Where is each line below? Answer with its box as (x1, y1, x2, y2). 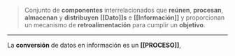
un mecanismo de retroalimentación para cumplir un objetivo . (24, 21, 206, 29)
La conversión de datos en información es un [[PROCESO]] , (7, 41, 182, 49)
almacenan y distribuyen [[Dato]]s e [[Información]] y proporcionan (24, 13, 225, 22)
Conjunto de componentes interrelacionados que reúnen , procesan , (24, 6, 224, 14)
